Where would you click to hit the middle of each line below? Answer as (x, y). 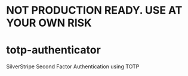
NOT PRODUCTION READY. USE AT (94, 10)
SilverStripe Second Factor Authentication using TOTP (73, 66)
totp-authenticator (54, 50)
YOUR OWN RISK (49, 23)
